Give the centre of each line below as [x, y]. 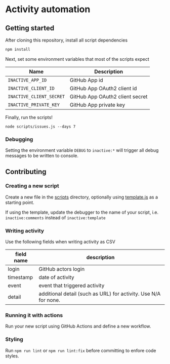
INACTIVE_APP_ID [27, 80]
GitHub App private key [98, 105]
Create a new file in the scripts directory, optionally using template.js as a [82, 197]
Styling [14, 339]
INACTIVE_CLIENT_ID [31, 88]
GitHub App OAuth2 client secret [109, 96]
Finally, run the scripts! [29, 117]
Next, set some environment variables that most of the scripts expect [77, 59]
